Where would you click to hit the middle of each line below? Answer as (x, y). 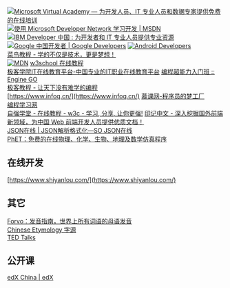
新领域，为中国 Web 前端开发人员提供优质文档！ (76, 122)
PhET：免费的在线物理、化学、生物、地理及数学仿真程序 (87, 139)
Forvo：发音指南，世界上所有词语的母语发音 (70, 221)
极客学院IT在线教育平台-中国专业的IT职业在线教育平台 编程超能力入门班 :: (111, 71)
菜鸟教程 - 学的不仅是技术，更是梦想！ (62, 54)
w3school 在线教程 (57, 63)
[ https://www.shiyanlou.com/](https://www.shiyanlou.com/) (92, 179)
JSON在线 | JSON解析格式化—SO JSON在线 (70, 130)
